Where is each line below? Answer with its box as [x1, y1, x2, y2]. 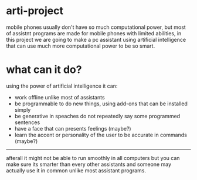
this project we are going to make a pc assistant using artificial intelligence [6, 36, 186, 43]
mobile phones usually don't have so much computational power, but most [6, 24, 186, 31]
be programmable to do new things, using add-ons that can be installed [14, 100, 188, 107]
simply [14, 106, 31, 113]
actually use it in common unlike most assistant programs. [6, 166, 147, 174]
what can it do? [6, 63, 82, 76]
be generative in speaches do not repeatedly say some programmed [14, 112, 181, 119]
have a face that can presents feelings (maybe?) [14, 125, 131, 132]
